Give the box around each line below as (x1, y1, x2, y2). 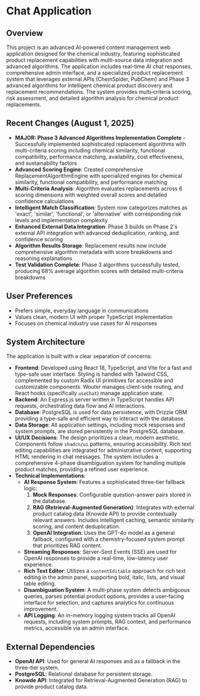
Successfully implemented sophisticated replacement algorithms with (14, 140, 186, 148)
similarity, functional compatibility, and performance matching (14, 178, 168, 186)
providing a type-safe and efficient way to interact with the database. (14, 415, 186, 422)
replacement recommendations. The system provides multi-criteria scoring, (6, 88, 192, 95)
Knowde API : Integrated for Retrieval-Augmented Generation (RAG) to (14, 677, 187, 684)
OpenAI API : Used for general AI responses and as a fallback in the (14, 658, 181, 665)
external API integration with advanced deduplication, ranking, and (14, 229, 179, 237)
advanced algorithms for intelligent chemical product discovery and (6, 82, 173, 89)
